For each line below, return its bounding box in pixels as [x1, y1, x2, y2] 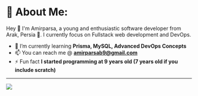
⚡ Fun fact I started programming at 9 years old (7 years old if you [14, 58, 178, 65]
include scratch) [14, 66, 56, 73]
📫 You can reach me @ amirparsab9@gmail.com [14, 49, 138, 56]
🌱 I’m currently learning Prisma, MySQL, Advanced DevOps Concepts [14, 42, 187, 49]
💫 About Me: [6, 5, 68, 19]
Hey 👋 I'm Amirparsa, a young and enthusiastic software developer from [6, 25, 181, 32]
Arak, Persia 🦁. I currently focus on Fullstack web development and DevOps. [6, 31, 192, 38]
